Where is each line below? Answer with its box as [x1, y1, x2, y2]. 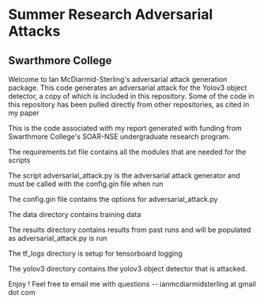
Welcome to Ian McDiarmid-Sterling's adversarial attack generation [8, 75, 228, 84]
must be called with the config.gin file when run [8, 179, 164, 189]
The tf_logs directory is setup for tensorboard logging [8, 249, 183, 258]
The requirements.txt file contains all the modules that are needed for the [8, 148, 247, 156]
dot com [8, 288, 36, 297]
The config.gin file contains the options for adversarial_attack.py [8, 195, 218, 204]
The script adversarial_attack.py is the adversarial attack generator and [8, 171, 240, 180]
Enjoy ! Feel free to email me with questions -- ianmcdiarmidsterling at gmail [8, 279, 257, 289]
